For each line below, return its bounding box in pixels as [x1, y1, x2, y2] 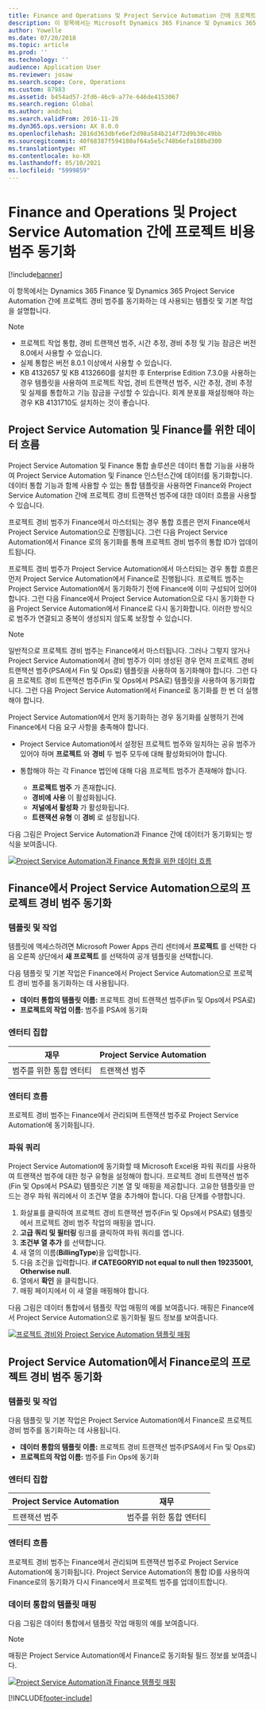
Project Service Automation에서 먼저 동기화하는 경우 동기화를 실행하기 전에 [8, 712, 245, 722]
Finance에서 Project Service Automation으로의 [8, 882, 239, 895]
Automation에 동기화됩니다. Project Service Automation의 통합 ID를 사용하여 [8, 1567, 250, 1577]
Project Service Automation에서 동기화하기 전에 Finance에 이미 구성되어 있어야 [8, 583, 257, 593]
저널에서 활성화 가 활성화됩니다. [31, 803, 129, 812]
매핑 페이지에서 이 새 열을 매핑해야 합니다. [19, 1286, 149, 1296]
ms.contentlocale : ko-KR [8, 152, 91, 160]
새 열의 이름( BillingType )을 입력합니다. [19, 1248, 141, 1257]
